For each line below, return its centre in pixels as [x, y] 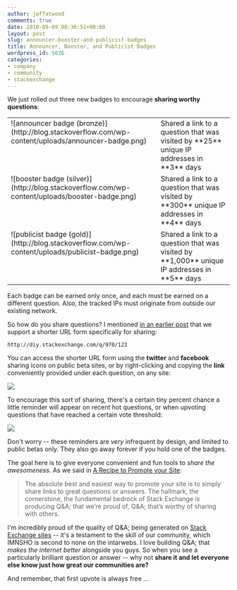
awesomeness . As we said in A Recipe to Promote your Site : [95, 470]
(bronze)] [92, 123]
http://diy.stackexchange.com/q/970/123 [68, 345]
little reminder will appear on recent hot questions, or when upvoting [107, 407]
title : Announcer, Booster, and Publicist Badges [82, 47]
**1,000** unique [192, 261]
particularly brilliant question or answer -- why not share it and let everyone [118, 558]
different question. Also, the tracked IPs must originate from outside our [111, 303]
